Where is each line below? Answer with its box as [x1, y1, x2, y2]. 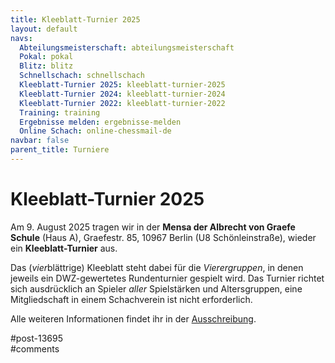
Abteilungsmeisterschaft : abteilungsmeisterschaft [19, 42, 235, 53]
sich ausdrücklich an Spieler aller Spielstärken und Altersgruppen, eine [10, 282, 303, 295]
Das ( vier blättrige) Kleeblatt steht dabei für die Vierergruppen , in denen [10, 261, 304, 273]
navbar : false [10, 136, 70, 146]
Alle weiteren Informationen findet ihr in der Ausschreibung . [10, 312, 257, 325]
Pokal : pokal [19, 52, 74, 62]
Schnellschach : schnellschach [19, 71, 145, 81]
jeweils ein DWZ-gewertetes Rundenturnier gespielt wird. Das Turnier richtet [10, 272, 325, 284]
